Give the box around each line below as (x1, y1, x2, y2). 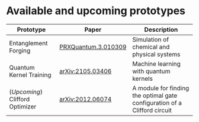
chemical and (132, 42, 170, 51)
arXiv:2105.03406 (59, 67, 112, 75)
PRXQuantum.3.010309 (59, 42, 127, 51)
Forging (9, 46, 31, 54)
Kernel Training (9, 71, 52, 79)
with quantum (132, 67, 171, 75)
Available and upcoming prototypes (6, 4, 185, 18)
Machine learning (132, 60, 181, 68)
